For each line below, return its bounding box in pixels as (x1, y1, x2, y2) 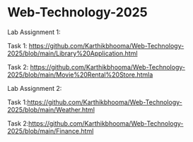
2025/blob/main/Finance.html (7, 126, 94, 135)
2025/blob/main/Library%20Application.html (7, 49, 138, 58)
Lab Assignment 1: (7, 28, 61, 36)
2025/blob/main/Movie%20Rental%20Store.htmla (7, 70, 153, 79)
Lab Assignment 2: (7, 84, 62, 92)
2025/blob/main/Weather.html (7, 105, 95, 114)
